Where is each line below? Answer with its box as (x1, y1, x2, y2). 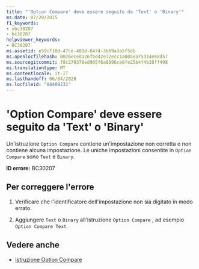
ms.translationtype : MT (6, 64, 66, 71)
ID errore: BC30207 (6, 164, 55, 172)
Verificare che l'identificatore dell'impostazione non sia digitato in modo (14, 198, 194, 205)
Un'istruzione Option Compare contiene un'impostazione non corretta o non (6, 140, 192, 147)
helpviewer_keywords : (6, 37, 61, 43)
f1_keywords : (6, 20, 39, 26)
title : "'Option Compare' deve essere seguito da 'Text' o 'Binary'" (6, 8, 185, 15)
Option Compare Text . (14, 222, 68, 229)
